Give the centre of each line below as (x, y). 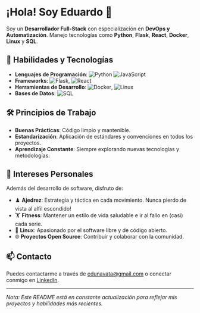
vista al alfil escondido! (43, 209)
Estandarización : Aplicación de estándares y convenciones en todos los (104, 136)
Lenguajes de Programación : (51, 74)
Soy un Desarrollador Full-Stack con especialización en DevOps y (88, 29)
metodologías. (32, 155)
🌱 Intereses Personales (50, 174)
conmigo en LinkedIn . (33, 280)
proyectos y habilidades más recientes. (54, 303)
